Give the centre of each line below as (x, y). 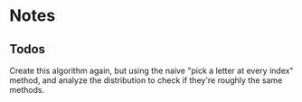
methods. (27, 90)
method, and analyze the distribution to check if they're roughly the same (146, 80)
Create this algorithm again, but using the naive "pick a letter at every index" (151, 70)
